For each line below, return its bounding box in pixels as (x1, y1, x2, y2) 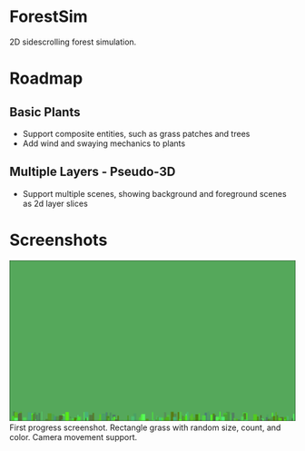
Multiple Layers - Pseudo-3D (9, 164, 176, 180)
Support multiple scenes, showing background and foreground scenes (22, 188, 288, 199)
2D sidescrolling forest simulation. (9, 36, 137, 47)
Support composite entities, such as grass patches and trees (22, 128, 251, 139)
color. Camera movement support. (9, 432, 138, 443)
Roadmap (9, 68, 84, 89)
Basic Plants (9, 104, 81, 120)
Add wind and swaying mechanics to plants (22, 138, 186, 149)
